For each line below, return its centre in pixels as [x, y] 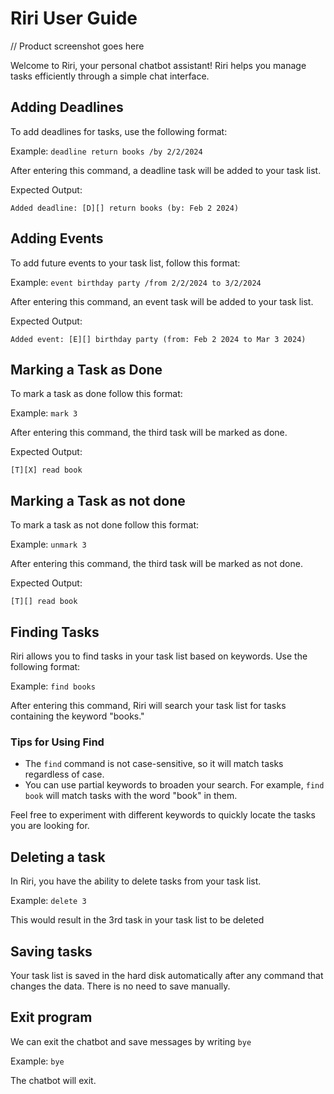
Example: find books [53, 686]
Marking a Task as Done [86, 369]
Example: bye [37, 1061]
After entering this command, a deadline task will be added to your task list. [166, 170]
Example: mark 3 [44, 413]
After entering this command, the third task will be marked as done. [149, 433]
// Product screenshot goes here [77, 46]
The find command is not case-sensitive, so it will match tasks [154, 764]
